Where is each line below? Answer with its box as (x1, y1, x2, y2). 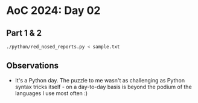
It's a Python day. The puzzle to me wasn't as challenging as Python (14, 76, 185, 84)
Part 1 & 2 (6, 28, 42, 38)
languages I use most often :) (14, 89, 88, 97)
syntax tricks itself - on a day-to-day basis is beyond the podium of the (14, 83, 192, 90)
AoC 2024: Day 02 (6, 4, 101, 18)
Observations (6, 61, 59, 71)
